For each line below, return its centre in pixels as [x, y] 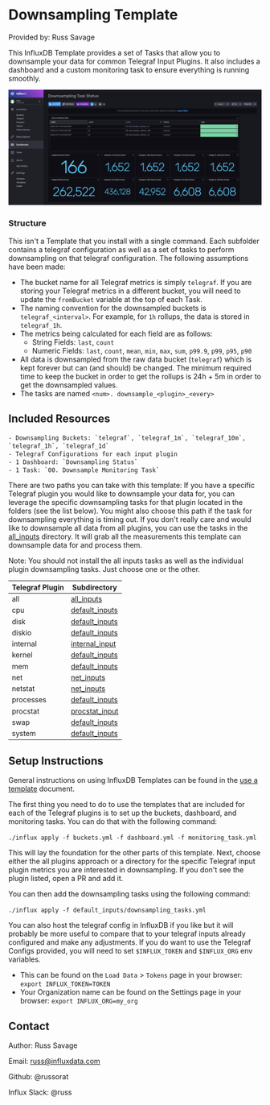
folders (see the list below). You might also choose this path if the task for [131, 511]
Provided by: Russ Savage [51, 37]
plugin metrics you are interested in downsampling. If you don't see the [126, 870]
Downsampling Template [93, 15]
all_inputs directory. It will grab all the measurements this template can [125, 536]
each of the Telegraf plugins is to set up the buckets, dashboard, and [123, 813]
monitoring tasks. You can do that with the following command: [113, 822]
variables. [25, 959]
